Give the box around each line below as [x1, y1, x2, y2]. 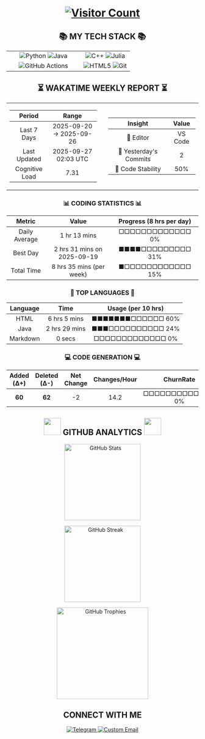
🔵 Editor [126, 133, 149, 142]
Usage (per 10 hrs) [107, 304, 164, 313]
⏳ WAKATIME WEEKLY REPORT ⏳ [37, 83, 168, 94]
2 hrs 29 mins [45, 325, 86, 333]
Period [19, 111, 39, 120]
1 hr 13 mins [60, 231, 96, 240]
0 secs [56, 334, 76, 343]
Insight [128, 119, 148, 128]
